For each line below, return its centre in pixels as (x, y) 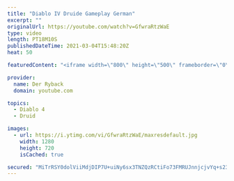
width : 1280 (37, 141)
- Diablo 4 (29, 110)
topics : (18, 103)
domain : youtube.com (43, 90)
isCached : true (42, 155)
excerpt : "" (24, 20)
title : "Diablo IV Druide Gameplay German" (71, 14)
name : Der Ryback (39, 84)
